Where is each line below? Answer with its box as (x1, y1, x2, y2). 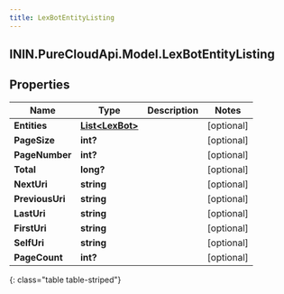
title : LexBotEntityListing (9, 13, 115, 23)
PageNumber (14, 148, 72, 161)
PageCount (14, 251, 63, 263)
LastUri (14, 207, 46, 219)
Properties (9, 78, 70, 93)
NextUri (14, 178, 48, 190)
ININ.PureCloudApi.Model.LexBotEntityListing (9, 47, 275, 62)
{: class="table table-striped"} (9, 274, 122, 285)
